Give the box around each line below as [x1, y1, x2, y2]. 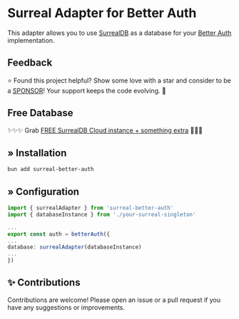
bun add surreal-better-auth [7, 166, 94, 173]
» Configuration [7, 185, 80, 197]
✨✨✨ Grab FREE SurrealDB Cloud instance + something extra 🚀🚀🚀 [7, 126, 203, 135]
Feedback [7, 57, 53, 69]
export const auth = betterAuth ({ [7, 230, 111, 238]
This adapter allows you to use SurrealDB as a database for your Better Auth [7, 28, 232, 37]
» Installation [7, 147, 67, 159]
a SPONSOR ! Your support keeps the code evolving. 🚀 [7, 86, 166, 95]
